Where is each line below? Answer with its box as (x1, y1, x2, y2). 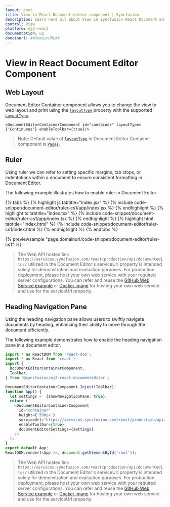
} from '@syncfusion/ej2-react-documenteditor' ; (5, 375, 110, 380)
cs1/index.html (5, 226, 35, 232)
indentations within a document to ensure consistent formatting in (5, 174, 143, 180)
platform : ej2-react (5, 26, 49, 31)
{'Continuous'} (5, 126, 37, 132)
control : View (5, 21, 35, 27)
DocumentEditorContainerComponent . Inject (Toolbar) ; (5, 384, 116, 390)
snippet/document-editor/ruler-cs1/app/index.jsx (5, 204, 107, 210)
